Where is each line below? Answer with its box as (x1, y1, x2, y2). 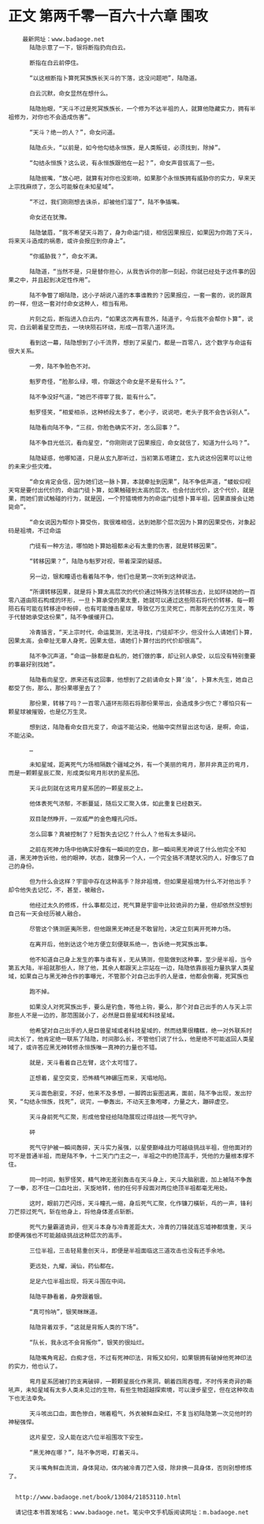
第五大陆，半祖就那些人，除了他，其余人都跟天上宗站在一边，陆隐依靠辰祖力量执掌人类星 (8, 964, 255, 972)
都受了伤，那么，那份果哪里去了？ (8, 684, 102, 692)
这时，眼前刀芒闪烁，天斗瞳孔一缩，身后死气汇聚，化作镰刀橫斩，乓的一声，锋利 (28, 1199, 252, 1207)
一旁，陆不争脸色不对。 (28, 362, 95, 370)
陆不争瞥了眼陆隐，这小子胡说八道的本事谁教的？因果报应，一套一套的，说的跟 (28, 291, 247, 299)
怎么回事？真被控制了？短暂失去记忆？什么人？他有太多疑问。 (28, 830, 199, 838)
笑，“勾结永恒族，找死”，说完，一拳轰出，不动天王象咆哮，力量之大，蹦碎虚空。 (8, 1098, 232, 1105)
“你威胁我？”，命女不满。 (28, 252, 102, 261)
